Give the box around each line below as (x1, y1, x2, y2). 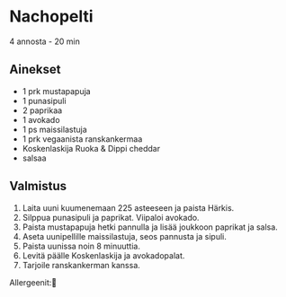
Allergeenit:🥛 (9, 276, 58, 288)
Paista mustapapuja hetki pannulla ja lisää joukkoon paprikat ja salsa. (22, 222, 279, 232)
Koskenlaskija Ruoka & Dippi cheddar (22, 143, 160, 153)
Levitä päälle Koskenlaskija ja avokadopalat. (22, 249, 185, 261)
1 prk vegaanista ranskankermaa (22, 133, 143, 144)
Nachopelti (9, 6, 94, 27)
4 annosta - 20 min (9, 36, 81, 47)
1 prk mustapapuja (22, 85, 92, 96)
